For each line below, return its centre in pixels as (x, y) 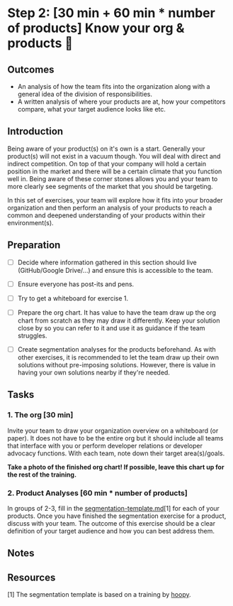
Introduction (35, 132)
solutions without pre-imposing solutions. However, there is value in (116, 364)
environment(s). (31, 222)
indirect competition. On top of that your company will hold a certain (107, 163)
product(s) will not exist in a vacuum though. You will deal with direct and (114, 156)
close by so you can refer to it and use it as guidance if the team (111, 328)
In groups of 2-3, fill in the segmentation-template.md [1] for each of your (113, 508)
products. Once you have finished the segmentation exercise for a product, (117, 516)
